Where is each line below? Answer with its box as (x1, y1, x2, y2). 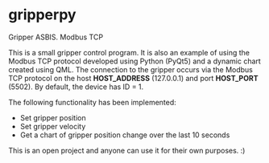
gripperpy (8, 6, 77, 24)
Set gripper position (19, 112, 86, 122)
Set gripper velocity (19, 121, 86, 131)
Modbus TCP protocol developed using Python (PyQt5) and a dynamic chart (8, 56, 262, 66)
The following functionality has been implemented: (8, 97, 177, 107)
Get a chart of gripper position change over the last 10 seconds (19, 130, 230, 140)
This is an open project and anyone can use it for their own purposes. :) (8, 145, 246, 155)
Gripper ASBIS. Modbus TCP (8, 32, 103, 42)
